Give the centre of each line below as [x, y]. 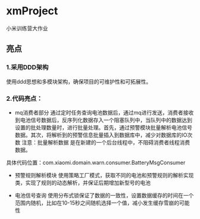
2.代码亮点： [24, 98]
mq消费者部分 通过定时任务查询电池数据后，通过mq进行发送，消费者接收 [104, 112]
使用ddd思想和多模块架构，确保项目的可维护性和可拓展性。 [79, 81]
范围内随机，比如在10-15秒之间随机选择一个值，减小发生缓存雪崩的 [97, 203]
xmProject [32, 11]
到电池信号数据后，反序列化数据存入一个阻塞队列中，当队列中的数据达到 [103, 120]
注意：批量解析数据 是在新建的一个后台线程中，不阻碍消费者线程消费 [106, 142]
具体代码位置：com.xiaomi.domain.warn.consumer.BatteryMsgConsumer [96, 162]
